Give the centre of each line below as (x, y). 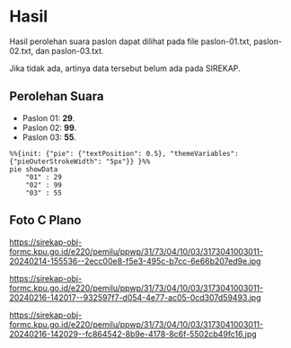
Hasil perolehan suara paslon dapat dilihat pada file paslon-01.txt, (131, 41)
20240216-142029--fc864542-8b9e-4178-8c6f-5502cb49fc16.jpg (133, 334)
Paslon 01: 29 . (48, 117)
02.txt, (22, 50)
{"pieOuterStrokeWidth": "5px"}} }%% (80, 161)
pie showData (34, 169)
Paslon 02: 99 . (49, 127)
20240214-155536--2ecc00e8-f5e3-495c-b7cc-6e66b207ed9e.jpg (135, 261)
